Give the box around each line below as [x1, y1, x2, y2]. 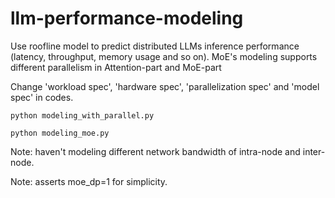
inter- [302, 145, 326, 157]
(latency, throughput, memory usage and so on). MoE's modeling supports [10, 50, 318, 62]
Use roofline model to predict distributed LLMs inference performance [10, 40, 300, 52]
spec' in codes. [10, 91, 74, 103]
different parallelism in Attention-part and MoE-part [10, 61, 222, 73]
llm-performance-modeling [10, 7, 244, 30]
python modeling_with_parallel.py [10, 110, 155, 121]
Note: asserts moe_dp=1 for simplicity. [10, 175, 168, 187]
